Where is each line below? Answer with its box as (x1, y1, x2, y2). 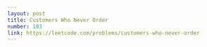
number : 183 (7, 23, 42, 30)
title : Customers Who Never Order (7, 17, 109, 23)
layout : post (7, 10, 46, 17)
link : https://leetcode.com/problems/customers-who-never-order (7, 29, 200, 37)
